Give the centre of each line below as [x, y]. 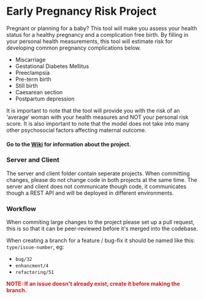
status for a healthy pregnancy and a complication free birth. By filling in [97, 34]
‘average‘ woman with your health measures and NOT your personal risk [97, 117]
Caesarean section [39, 92]
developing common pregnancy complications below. [74, 48]
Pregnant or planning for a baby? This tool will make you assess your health [102, 28]
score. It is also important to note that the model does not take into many [98, 123]
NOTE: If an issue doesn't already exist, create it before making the [93, 284]
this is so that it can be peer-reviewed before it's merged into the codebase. [102, 229]
